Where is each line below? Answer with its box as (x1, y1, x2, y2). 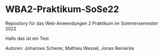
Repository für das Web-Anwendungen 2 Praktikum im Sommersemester (5, 20, 158, 26)
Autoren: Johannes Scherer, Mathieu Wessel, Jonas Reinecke (5, 45, 134, 51)
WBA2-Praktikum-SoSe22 (5, 4, 119, 15)
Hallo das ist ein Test (5, 35, 49, 41)
